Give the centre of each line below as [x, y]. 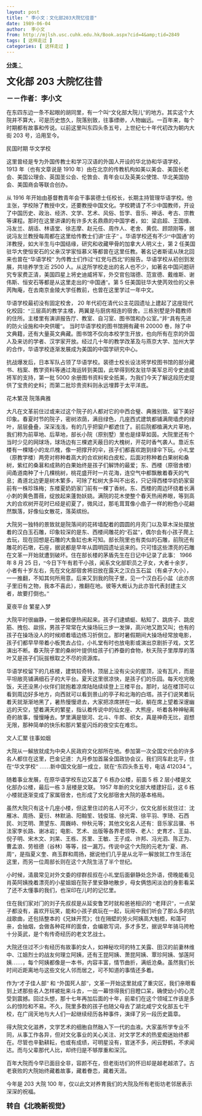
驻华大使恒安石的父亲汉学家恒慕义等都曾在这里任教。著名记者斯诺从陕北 [98, 252]
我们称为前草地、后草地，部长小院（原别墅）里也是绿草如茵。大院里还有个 [100, 434]
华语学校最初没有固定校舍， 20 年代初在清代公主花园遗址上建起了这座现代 [100, 303]
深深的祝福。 [22, 1092]
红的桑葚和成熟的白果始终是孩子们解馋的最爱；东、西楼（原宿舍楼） [108, 465]
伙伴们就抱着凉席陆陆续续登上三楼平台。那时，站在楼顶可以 [119, 687]
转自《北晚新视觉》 [37, 1106]
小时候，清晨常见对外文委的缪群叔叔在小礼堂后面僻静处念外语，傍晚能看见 [100, 875]
